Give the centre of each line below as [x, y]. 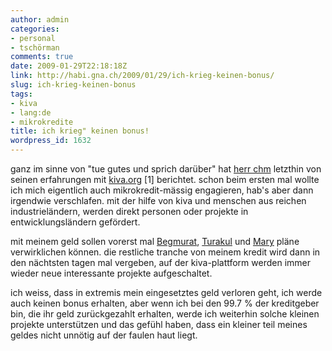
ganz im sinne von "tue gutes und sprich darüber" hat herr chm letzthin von [166, 169]
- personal [33, 38]
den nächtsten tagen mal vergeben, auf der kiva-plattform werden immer [161, 262]
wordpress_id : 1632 [51, 141]
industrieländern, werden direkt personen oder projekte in [129, 211]
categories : [35, 29]
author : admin [40, 19]
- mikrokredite [42, 122]
